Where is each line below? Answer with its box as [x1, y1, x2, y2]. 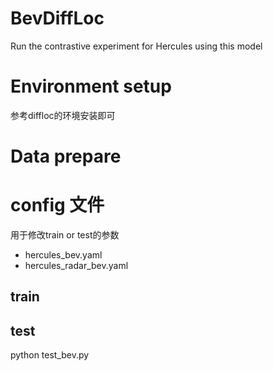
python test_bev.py [10, 349, 90, 361]
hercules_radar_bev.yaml [24, 260, 129, 271]
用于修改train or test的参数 [10, 229, 120, 241]
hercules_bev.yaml [24, 249, 103, 261]
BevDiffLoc [10, 7, 105, 30]
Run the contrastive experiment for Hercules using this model [10, 40, 263, 52]
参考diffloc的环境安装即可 [10, 109, 116, 121]
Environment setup [10, 75, 172, 98]
